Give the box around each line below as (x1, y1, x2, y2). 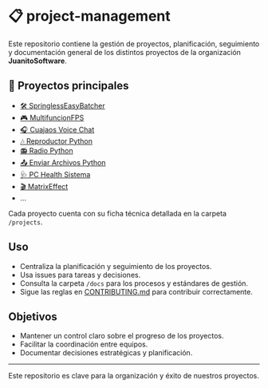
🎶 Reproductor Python (19, 136, 93, 145)
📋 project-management (8, 7, 171, 26)
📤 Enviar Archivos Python (19, 157, 106, 167)
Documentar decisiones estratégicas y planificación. (19, 348, 193, 358)
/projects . (8, 217, 43, 227)
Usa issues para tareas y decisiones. (19, 270, 141, 279)
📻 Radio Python (19, 145, 73, 155)
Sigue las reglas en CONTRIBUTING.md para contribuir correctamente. (19, 287, 253, 296)
